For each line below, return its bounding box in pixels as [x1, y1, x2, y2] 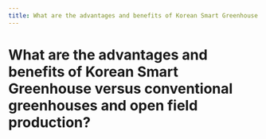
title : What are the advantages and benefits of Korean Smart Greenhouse [8, 11, 259, 20]
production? [8, 113, 92, 131]
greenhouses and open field [8, 96, 198, 114]
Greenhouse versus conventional [8, 79, 233, 98]
